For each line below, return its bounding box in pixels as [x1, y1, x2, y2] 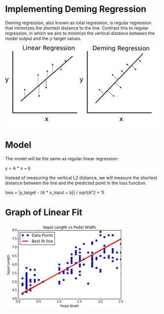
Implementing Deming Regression [5, 3, 146, 15]
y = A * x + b [5, 165, 31, 171]
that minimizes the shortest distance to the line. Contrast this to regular [5, 25, 149, 31]
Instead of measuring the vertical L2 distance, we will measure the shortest [5, 175, 158, 181]
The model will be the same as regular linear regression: [5, 156, 119, 162]
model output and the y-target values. [5, 35, 82, 41]
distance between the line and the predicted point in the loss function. [5, 180, 147, 186]
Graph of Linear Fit [5, 207, 82, 218]
